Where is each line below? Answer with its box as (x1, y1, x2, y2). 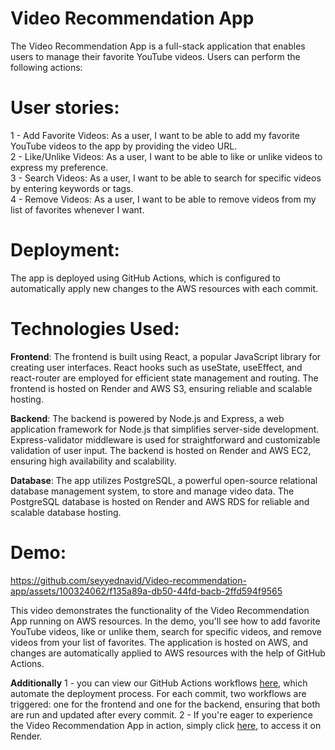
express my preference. (10, 161, 109, 173)
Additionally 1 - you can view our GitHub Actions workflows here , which (10, 677, 308, 689)
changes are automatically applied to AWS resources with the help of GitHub (10, 647, 326, 659)
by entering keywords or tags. (10, 182, 134, 194)
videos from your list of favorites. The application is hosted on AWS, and (10, 636, 309, 648)
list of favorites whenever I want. (10, 203, 145, 216)
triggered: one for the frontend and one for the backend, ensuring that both (10, 698, 321, 710)
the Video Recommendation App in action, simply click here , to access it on (10, 719, 322, 731)
